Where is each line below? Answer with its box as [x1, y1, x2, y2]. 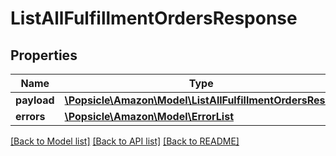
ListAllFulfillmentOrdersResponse [10, 7, 298, 30]
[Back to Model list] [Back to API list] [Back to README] [10, 135, 240, 147]
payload [15, 93, 55, 107]
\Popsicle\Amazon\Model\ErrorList [64, 110, 234, 123]
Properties [10, 47, 78, 64]
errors [15, 110, 46, 123]
